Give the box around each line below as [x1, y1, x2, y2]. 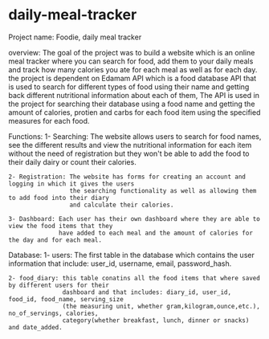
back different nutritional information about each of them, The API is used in [8, 90, 259, 100]
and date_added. [8, 323, 63, 331]
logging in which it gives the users [8, 179, 135, 188]
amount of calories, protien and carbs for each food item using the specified [8, 107, 261, 117]
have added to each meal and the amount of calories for [59, 229, 253, 237]
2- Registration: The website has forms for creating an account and [8, 173, 247, 181]
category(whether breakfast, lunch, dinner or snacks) [62, 316, 250, 325]
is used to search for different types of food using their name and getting [8, 82, 250, 92]
